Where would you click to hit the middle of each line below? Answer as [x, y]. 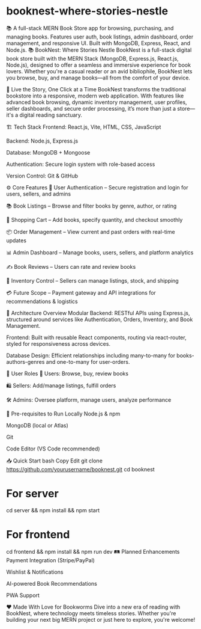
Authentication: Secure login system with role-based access [81, 164]
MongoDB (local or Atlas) [37, 425]
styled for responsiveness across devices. [58, 343]
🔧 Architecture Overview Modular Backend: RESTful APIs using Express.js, [98, 313]
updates [16, 240]
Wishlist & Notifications [35, 572]
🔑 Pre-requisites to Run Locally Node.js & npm [63, 414]
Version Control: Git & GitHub [42, 176]
